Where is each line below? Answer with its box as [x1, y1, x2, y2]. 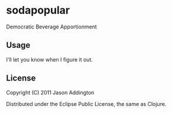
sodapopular [6, 4, 70, 17]
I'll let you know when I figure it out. [6, 56, 93, 63]
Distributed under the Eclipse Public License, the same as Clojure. [6, 100, 167, 107]
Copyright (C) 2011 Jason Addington [6, 89, 95, 96]
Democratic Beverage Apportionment [6, 23, 98, 30]
